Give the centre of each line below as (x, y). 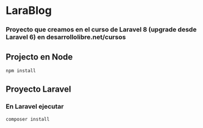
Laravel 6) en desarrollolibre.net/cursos (66, 37)
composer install (28, 119)
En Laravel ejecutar (35, 107)
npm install (21, 70)
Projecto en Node (39, 57)
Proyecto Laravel (38, 89)
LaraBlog (29, 11)
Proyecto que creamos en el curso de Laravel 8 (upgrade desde (101, 30)
